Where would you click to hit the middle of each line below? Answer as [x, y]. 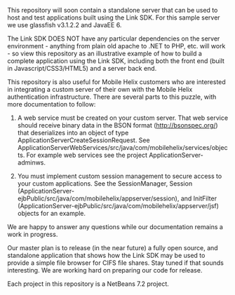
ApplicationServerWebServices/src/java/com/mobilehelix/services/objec [122, 147]
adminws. [32, 163]
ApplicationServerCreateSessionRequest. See [83, 140]
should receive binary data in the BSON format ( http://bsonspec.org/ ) [118, 125]
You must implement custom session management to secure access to [120, 176]
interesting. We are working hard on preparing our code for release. [105, 270]
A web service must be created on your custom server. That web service [123, 118]
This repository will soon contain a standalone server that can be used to [113, 10]
